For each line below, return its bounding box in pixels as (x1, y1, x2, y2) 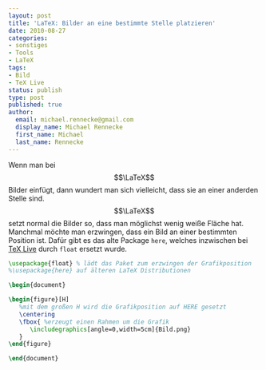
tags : (8, 64, 26, 72)
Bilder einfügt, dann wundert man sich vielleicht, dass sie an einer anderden (8, 185, 259, 194)
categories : (8, 34, 48, 42)
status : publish (8, 86, 62, 94)
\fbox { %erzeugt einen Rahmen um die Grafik (18, 317, 170, 326)
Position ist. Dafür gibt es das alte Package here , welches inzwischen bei (8, 235, 248, 245)
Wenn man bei (8, 160, 56, 169)
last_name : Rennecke (15, 137, 84, 146)
